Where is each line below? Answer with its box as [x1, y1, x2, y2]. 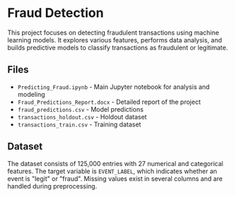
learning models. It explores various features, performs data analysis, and [7, 35, 222, 44]
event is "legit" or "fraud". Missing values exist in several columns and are [7, 174, 223, 183]
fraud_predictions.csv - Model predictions [17, 105, 144, 114]
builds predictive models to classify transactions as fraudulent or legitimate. [7, 43, 229, 52]
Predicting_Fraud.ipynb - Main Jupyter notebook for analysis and [17, 83, 210, 91]
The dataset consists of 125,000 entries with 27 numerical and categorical [7, 159, 224, 167]
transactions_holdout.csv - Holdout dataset [17, 112, 147, 121]
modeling [17, 90, 45, 98]
